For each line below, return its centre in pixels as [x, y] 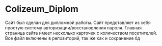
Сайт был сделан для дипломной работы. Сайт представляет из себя [78, 23]
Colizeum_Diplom [42, 9]
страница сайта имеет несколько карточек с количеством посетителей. [81, 33]
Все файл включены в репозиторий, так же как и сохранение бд [73, 38]
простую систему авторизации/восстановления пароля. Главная [73, 27]
